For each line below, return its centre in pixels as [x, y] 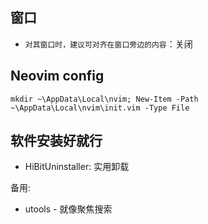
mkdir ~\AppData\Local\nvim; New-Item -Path [104, 99]
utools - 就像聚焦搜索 [68, 209]
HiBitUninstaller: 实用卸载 [77, 167]
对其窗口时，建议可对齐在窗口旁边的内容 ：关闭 [108, 44]
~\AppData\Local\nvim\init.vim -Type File [100, 108]
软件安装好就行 [56, 141]
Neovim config [57, 76]
